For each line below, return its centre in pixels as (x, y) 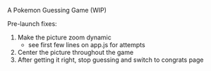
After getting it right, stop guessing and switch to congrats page (110, 60)
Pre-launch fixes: (32, 24)
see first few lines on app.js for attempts (87, 45)
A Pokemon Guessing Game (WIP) (57, 10)
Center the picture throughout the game (76, 52)
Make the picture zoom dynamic (64, 37)
